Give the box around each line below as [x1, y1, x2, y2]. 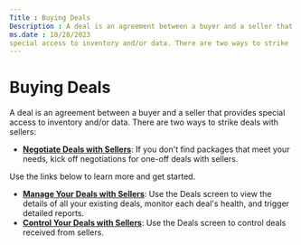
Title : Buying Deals [9, 13, 91, 23]
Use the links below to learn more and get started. [9, 171, 196, 182]
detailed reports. [22, 208, 85, 219]
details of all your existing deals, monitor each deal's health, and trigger [22, 198, 290, 209]
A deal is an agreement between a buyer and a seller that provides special [9, 108, 286, 118]
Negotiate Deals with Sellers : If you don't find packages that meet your [22, 144, 290, 155]
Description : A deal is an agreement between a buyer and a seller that [9, 22, 294, 31]
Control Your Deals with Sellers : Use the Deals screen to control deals [22, 218, 287, 229]
